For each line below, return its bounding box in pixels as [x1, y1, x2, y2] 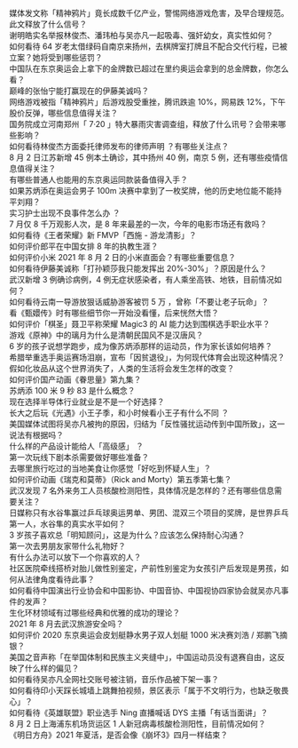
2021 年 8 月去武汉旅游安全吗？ [9, 618, 124, 629]
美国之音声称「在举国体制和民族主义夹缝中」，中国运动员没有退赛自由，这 [9, 652, 278, 662]
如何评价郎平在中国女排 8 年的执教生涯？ [9, 241, 159, 251]
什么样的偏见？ [24, 663, 80, 673]
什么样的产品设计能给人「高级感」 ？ [9, 441, 144, 451]
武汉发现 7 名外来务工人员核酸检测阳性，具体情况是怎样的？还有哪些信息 [9, 485, 275, 496]
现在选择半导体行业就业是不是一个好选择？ [9, 396, 165, 407]
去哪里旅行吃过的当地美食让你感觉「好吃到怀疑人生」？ [9, 463, 211, 473]
